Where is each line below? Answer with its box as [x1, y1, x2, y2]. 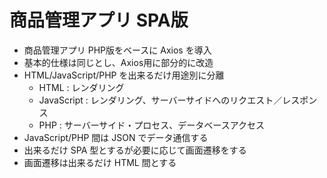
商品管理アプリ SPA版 [9, 9, 189, 32]
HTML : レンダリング [38, 81, 125, 93]
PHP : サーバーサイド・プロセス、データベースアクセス [38, 119, 265, 131]
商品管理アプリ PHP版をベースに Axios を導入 [23, 44, 212, 56]
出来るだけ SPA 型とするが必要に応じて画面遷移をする [23, 144, 247, 156]
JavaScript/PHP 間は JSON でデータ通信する [23, 131, 209, 143]
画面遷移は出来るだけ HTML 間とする [23, 156, 177, 168]
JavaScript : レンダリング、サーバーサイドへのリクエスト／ [38, 94, 283, 106]
